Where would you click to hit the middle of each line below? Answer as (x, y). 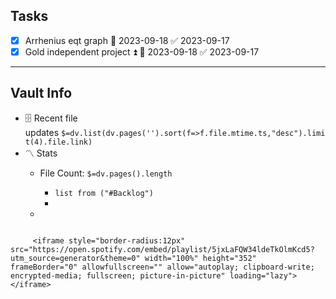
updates (42, 132)
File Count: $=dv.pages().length (106, 173)
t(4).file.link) (58, 142)
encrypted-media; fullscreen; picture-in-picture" (118, 275)
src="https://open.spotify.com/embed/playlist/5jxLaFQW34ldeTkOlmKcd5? (162, 249)
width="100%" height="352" (200, 258)
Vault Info (41, 93)
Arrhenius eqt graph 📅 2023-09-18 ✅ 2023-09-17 (127, 40)
